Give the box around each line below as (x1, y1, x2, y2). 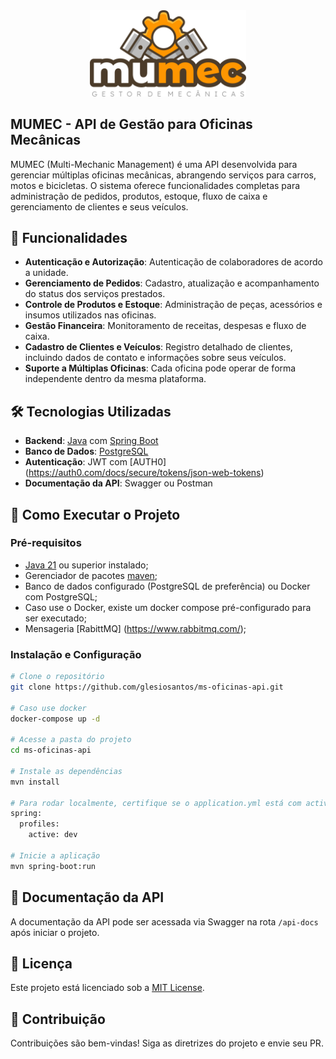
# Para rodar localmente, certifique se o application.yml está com (10, 798, 302, 808)
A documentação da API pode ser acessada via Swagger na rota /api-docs (10, 915, 319, 928)
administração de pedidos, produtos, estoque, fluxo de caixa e (10, 190, 268, 202)
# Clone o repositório (10, 672, 105, 682)
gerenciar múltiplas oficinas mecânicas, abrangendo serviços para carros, (10, 169, 317, 181)
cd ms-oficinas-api (10, 745, 92, 756)
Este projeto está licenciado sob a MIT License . (10, 982, 205, 994)
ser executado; (24, 612, 87, 624)
